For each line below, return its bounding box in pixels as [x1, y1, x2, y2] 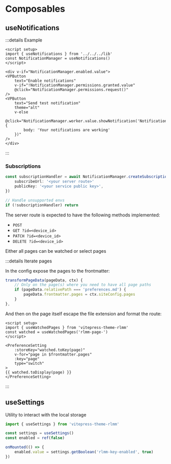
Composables [5, 3, 65, 15]
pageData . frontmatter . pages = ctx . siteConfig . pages [23, 292, 136, 297]
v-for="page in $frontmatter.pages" [14, 351, 93, 357]
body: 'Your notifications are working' [23, 127, 110, 132]
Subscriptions [5, 162, 41, 169]
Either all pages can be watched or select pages [5, 248, 106, 254]
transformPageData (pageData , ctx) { [5, 277, 83, 283]
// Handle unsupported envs [5, 197, 65, 203]
